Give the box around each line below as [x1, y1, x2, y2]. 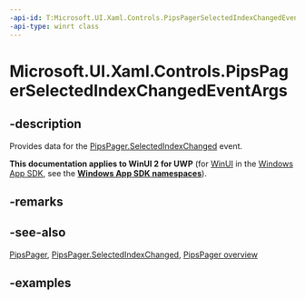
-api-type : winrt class [9, 22, 100, 31]
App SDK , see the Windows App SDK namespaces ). [9, 167, 207, 178]
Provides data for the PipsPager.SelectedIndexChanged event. [9, 140, 243, 151]
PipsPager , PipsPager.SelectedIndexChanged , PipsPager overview [9, 249, 259, 260]
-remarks [9, 194, 64, 209]
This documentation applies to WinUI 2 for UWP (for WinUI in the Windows [9, 158, 293, 169]
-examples [9, 275, 72, 291]
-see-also [9, 224, 66, 241]
